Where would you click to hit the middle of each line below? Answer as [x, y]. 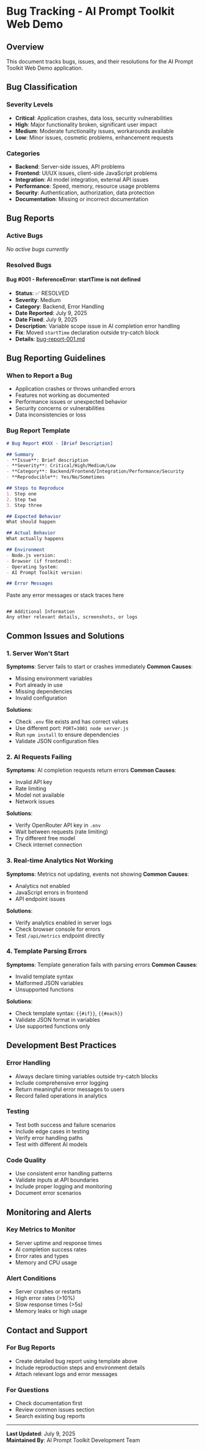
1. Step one [21, 494]
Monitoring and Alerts [49, 1212]
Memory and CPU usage [46, 1262]
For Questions [28, 1389]
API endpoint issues [40, 899]
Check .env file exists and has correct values [72, 721]
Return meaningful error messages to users [70, 1089]
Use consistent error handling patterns [64, 1174]
